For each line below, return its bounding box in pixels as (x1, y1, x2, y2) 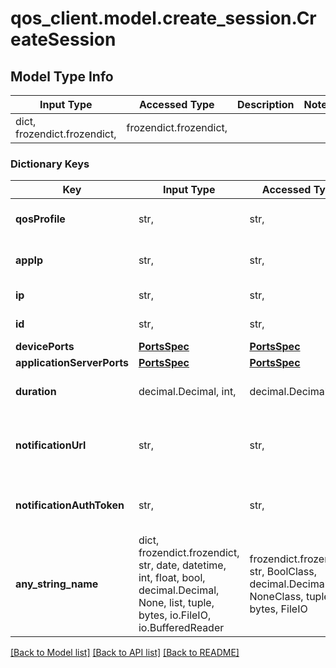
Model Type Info (10, 68, 114, 85)
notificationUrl (15, 438, 87, 452)
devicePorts (15, 340, 75, 354)
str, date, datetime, (138, 558, 227, 572)
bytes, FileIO (249, 602, 308, 616)
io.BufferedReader (138, 621, 225, 635)
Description (237, 98, 295, 111)
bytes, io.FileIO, (138, 608, 212, 622)
